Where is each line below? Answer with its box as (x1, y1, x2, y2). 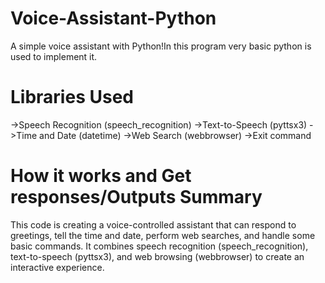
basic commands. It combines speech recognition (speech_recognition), (10, 240, 309, 252)
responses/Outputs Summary (10, 186, 263, 209)
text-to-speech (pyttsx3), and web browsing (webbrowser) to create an (10, 250, 305, 262)
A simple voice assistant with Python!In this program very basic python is (10, 40, 312, 52)
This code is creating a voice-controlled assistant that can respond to (10, 218, 297, 231)
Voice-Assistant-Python (10, 7, 217, 30)
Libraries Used (10, 86, 134, 109)
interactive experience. (10, 261, 105, 273)
